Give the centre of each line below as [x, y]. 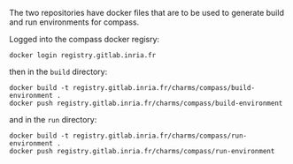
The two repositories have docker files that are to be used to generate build [147, 13]
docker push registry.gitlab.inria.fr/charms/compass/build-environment [146, 103]
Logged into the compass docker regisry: [85, 39]
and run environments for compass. [74, 22]
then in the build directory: [58, 71]
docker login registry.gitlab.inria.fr [83, 56]
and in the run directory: [53, 119]
